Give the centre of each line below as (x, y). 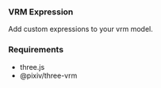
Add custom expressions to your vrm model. (80, 29)
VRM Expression (41, 12)
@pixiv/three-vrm (48, 75)
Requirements (36, 50)
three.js (32, 67)
